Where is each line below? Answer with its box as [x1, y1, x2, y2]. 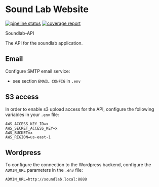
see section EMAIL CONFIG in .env [12, 78, 81, 84]
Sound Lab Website [5, 4, 89, 15]
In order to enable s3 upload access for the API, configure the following [5, 106, 154, 112]
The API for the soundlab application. [5, 40, 83, 46]
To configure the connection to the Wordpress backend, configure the [5, 162, 151, 168]
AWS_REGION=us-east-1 [5, 134, 51, 140]
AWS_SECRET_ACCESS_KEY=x [5, 126, 58, 131]
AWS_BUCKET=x [5, 130, 33, 135]
